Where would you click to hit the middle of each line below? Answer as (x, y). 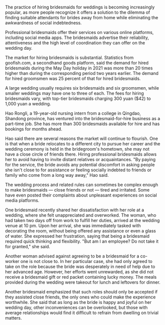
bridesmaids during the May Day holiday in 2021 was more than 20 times (79, 68)
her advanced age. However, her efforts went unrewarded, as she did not (79, 272)
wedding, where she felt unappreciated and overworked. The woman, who (81, 215)
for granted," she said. (28, 246)
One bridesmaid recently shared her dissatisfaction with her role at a (75, 210)
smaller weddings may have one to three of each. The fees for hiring (75, 93)
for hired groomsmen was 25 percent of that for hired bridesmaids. (73, 79)
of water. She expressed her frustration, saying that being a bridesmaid (77, 236)
